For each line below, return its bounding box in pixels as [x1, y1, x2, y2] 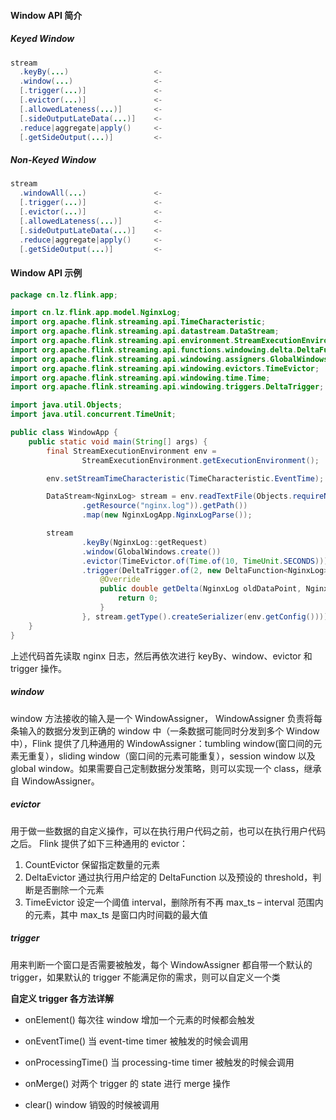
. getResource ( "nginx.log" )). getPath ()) [81, 501, 248, 511]
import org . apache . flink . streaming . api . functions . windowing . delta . [10, 345, 298, 355]
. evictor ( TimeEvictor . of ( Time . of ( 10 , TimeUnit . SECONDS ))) [81, 556, 329, 566]
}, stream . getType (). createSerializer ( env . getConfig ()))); [81, 611, 333, 622]
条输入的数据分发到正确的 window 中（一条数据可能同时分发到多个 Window [10, 725, 320, 737]
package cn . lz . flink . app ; [10, 290, 118, 300]
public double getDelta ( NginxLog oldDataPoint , [99, 584, 302, 594]
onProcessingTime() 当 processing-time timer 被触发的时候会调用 [24, 1056, 295, 1068]
